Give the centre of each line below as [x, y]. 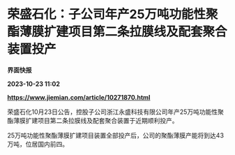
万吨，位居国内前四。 [38, 144]
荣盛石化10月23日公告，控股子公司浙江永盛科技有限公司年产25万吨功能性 [113, 112]
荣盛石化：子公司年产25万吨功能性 [107, 14]
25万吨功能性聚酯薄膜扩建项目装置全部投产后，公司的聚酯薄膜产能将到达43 [116, 135]
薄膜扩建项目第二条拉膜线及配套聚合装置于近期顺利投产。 [96, 120]
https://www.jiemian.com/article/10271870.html [79, 97]
